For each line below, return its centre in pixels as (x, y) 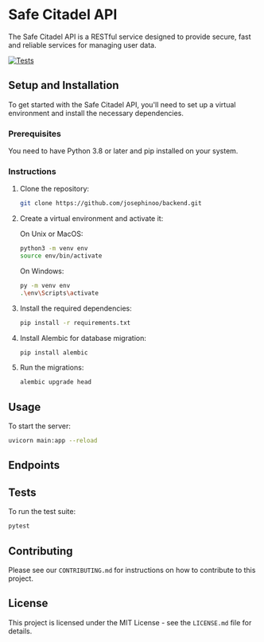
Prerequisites (35, 133)
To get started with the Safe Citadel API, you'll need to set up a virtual (122, 104)
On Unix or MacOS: (51, 234)
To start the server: (40, 426)
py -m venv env (45, 285)
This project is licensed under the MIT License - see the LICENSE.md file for (130, 622)
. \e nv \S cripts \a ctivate (59, 293)
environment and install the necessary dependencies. (96, 113)
